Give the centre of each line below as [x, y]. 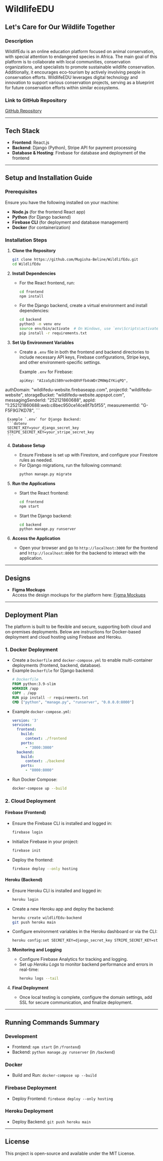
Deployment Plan [32, 615]
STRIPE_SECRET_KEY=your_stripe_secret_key [51, 432]
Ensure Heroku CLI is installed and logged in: [57, 891]
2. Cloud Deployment [30, 801]
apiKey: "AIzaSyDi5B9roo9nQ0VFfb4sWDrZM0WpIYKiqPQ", [74, 381]
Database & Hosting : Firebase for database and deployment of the [79, 152]
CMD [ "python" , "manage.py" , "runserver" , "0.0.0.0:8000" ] [73, 702]
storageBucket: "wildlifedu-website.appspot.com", [75, 395]
